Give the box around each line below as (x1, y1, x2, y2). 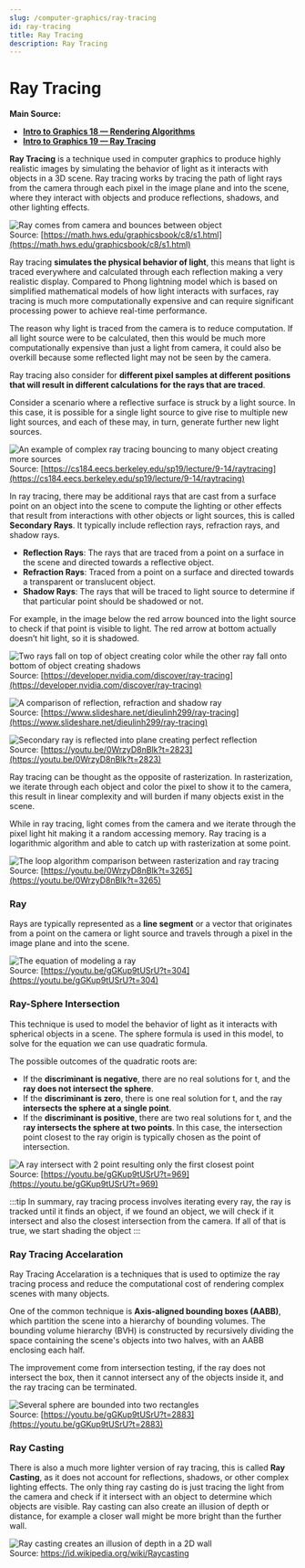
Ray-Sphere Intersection (9, 997, 120, 1010)
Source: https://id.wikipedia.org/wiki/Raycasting (9, 1548, 189, 1559)
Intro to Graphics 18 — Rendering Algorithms (22, 126, 196, 137)
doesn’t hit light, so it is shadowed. (9, 633, 139, 644)
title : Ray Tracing (9, 30, 84, 39)
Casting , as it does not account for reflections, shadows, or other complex (9, 1472, 290, 1483)
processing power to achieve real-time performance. (9, 305, 208, 316)
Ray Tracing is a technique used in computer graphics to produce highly (9, 153, 281, 164)
